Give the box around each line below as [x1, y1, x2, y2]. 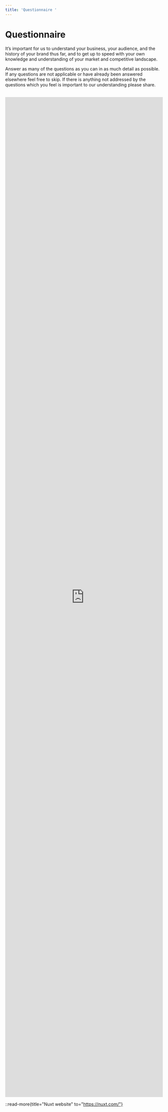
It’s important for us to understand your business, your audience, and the [5, 45, 155, 51]
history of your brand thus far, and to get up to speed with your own [5, 50, 145, 56]
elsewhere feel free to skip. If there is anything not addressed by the [5, 76, 146, 82]
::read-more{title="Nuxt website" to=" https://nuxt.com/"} [5, 1101, 123, 1107]
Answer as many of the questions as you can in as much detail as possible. [5, 65, 160, 71]
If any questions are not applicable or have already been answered [5, 71, 142, 77]
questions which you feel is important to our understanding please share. [5, 81, 156, 87]
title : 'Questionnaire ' [5, 7, 57, 12]
